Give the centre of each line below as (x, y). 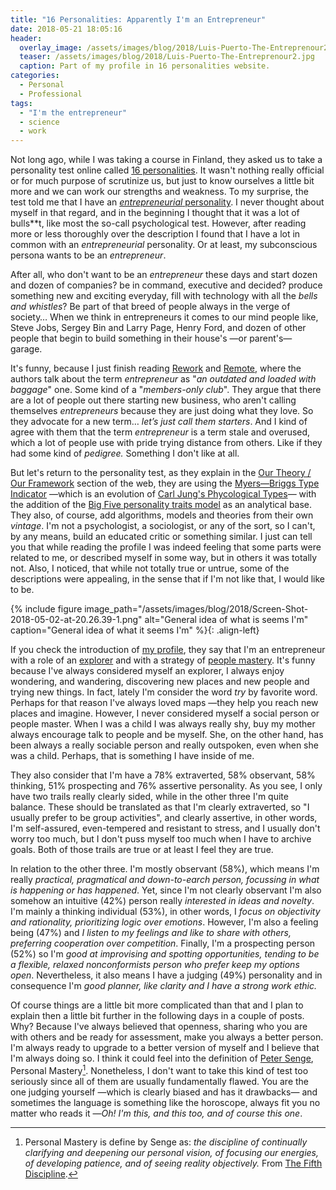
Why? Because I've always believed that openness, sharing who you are (159, 1027)
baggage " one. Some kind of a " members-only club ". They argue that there (166, 390)
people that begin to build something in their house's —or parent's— (151, 338)
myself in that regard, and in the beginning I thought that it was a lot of (155, 213)
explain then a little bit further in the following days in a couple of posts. (157, 1016)
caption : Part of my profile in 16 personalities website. (145, 66)
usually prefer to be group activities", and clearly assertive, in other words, (164, 818)
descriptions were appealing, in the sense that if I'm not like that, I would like (168, 579)
